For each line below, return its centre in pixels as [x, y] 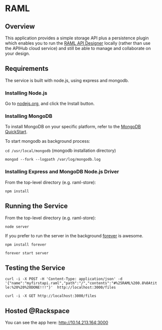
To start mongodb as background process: [48, 141]
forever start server [27, 253]
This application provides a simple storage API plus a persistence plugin [77, 38]
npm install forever [26, 245]
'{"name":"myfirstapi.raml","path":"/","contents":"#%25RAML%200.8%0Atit [81, 283]
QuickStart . [16, 132]
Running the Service [36, 206]
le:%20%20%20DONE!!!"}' [29, 288]
